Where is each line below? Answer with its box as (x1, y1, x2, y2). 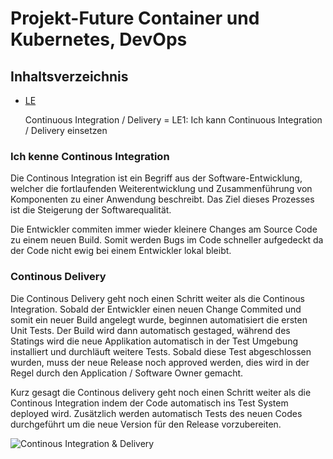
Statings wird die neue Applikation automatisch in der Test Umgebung (10, 335, 298, 347)
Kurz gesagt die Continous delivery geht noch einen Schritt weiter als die (10, 386, 312, 398)
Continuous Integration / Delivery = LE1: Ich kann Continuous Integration (24, 114, 323, 126)
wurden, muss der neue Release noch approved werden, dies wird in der (10, 356, 310, 368)
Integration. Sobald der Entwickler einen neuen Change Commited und (10, 303, 302, 315)
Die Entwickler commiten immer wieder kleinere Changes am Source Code (10, 223, 318, 236)
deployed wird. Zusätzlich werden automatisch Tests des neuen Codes (10, 407, 303, 419)
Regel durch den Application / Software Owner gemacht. (10, 367, 244, 379)
